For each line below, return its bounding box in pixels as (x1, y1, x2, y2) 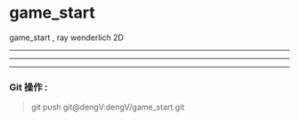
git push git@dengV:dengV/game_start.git (30, 101, 185, 113)
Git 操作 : (9, 81, 48, 93)
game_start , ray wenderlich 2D (9, 32, 125, 43)
